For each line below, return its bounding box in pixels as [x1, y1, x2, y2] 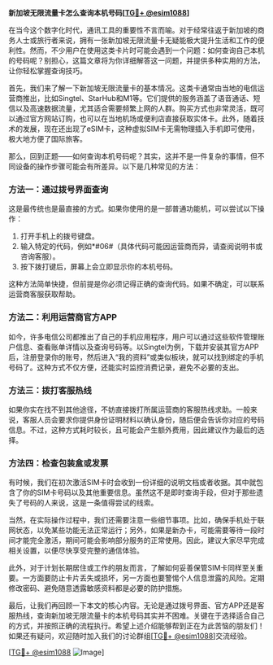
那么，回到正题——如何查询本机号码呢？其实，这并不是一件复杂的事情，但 [8, 151, 258, 161]
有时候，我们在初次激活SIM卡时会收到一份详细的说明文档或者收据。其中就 [8, 478, 257, 488]
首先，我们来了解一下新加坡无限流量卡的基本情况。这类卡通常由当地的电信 [8, 83, 258, 93]
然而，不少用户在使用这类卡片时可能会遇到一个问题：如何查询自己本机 [29, 46, 265, 55]
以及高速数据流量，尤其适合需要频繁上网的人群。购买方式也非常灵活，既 [15, 103, 258, 113]
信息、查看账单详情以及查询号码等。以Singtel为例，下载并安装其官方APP [15, 342, 259, 352]
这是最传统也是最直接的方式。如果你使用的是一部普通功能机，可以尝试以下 [8, 203, 258, 214]
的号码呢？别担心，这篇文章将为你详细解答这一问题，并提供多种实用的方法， [8, 56, 265, 65]
